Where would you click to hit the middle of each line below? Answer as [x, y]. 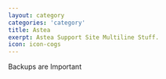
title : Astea [29, 30]
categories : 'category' [47, 23]
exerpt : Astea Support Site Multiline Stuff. [83, 37]
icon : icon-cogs [34, 45]
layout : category [36, 15]
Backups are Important [45, 66]
